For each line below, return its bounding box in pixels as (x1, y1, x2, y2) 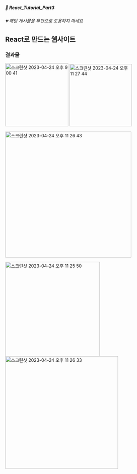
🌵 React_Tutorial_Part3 (5, 5, 55, 11)
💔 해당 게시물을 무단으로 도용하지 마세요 (5, 18, 84, 24)
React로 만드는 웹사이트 (5, 35, 76, 43)
